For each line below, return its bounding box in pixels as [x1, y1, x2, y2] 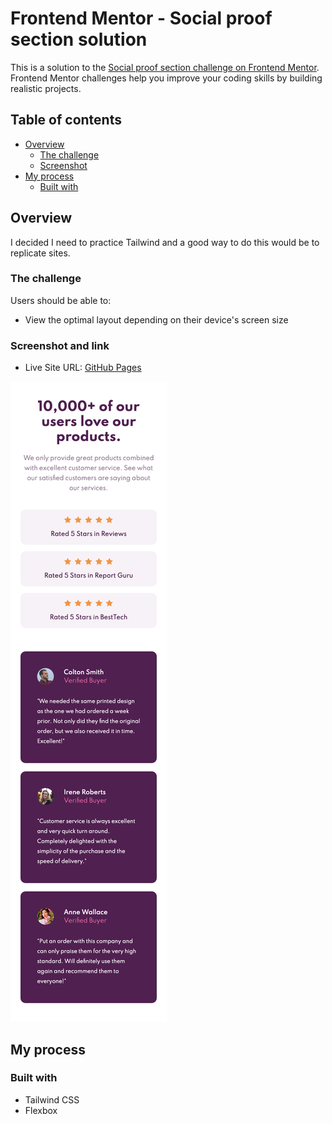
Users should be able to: [10, 294, 112, 306]
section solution [10, 28, 148, 51]
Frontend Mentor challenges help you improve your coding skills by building [10, 72, 323, 84]
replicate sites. [10, 247, 71, 259]
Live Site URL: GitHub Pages [24, 362, 142, 374]
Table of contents [10, 112, 122, 129]
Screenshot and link [10, 338, 110, 352]
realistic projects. [10, 82, 82, 94]
